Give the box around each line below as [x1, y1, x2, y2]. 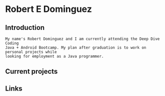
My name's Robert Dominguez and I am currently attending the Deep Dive [5, 36, 160, 41]
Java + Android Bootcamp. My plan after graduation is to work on [5, 45, 146, 50]
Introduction [5, 23, 45, 32]
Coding [5, 41, 19, 46]
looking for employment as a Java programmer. [5, 54, 104, 59]
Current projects [5, 67, 58, 76]
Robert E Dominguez [5, 3, 92, 15]
